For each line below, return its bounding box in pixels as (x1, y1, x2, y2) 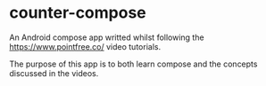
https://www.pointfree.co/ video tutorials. (9, 41, 162, 51)
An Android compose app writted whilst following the (9, 32, 204, 43)
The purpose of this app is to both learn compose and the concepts (9, 59, 258, 69)
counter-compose (9, 3, 147, 23)
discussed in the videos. (9, 67, 99, 78)
